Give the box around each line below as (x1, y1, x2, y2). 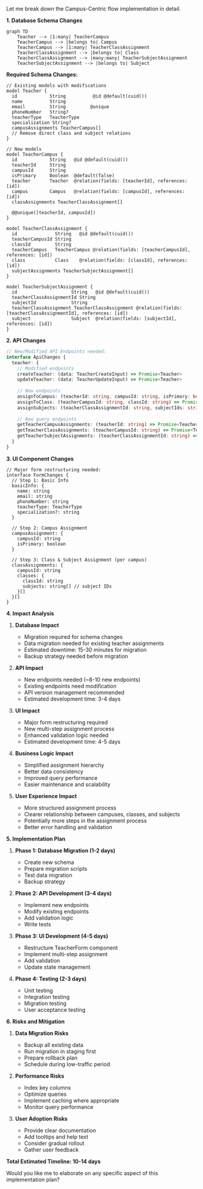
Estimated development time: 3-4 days (24, 695, 121, 703)
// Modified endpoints (17, 365, 74, 372)
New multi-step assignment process (24, 725, 115, 732)
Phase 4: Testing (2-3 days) (14, 975, 87, 982)
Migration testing (24, 1000, 66, 1007)
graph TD (6, 28, 28, 34)
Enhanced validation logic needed (24, 732, 109, 739)
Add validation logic (24, 914, 74, 922)
